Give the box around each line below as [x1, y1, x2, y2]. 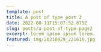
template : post [6, 8, 44, 15]
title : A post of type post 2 [6, 14, 82, 20]
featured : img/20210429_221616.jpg [6, 36, 96, 42]
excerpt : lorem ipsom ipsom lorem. [6, 31, 96, 37]
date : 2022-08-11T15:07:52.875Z [6, 20, 87, 26]
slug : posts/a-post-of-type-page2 [6, 25, 93, 32]
